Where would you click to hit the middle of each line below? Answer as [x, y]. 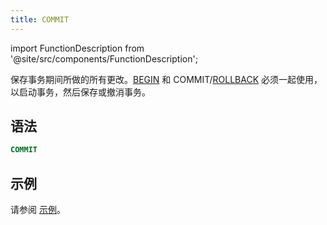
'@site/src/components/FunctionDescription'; [104, 58]
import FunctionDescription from [77, 48]
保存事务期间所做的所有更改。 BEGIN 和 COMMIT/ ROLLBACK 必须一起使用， [166, 79]
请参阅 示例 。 [38, 210]
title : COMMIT [40, 19]
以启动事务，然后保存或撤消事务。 [80, 92]
